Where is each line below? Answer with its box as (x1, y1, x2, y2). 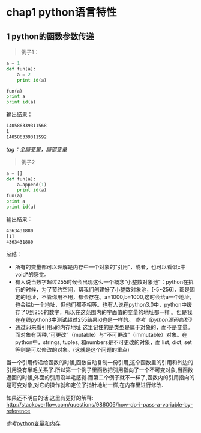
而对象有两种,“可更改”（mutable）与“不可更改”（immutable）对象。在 (14, 331, 188, 338)
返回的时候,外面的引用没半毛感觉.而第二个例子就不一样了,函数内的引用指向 (6, 373, 190, 381)
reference (6, 407, 31, 414)
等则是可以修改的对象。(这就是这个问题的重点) (14, 346, 130, 353)
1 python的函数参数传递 (6, 31, 94, 41)
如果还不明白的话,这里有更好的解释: (6, 394, 94, 401)
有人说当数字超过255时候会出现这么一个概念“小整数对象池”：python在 (14, 278, 189, 286)
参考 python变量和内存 (6, 419, 61, 427)
